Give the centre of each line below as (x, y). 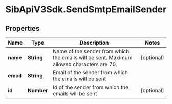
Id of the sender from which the (91, 87)
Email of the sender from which (90, 72)
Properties (23, 28)
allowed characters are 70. (85, 64)
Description (94, 43)
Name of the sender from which (91, 51)
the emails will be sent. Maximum (93, 58)
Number (38, 90)
